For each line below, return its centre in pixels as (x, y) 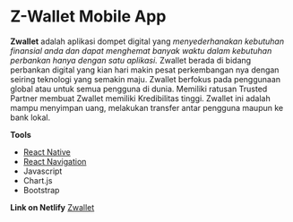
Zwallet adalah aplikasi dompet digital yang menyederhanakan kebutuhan (147, 41)
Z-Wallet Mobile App (88, 17)
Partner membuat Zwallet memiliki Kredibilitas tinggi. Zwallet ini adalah (141, 98)
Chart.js (38, 180)
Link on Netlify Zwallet (52, 207)
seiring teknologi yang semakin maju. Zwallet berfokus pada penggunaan (146, 79)
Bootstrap (41, 190)
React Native (47, 152)
